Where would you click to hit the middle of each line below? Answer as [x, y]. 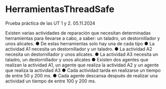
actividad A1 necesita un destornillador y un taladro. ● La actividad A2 [79, 49]
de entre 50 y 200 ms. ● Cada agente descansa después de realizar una [81, 75]
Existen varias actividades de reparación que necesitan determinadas [78, 33]
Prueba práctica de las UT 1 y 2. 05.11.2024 [50, 23]
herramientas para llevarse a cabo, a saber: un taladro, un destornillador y [82, 38]
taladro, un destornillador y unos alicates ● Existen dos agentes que [77, 59]
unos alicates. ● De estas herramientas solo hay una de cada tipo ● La [80, 43]
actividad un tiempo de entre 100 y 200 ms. [51, 81]
